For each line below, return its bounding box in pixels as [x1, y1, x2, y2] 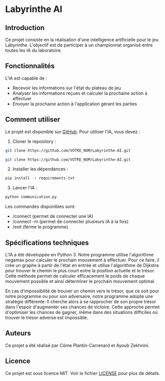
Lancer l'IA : [12, 185, 37, 191]
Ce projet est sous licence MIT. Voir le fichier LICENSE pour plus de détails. [5, 370, 160, 376]
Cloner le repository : [12, 138, 56, 144]
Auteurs [5, 329, 31, 337]
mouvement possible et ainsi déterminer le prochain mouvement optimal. [5, 278, 155, 284]
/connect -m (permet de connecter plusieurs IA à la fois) [12, 219, 129, 225]
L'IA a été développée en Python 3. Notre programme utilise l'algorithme [5, 251, 154, 257]
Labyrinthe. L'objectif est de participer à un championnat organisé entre [5, 42, 153, 48]
